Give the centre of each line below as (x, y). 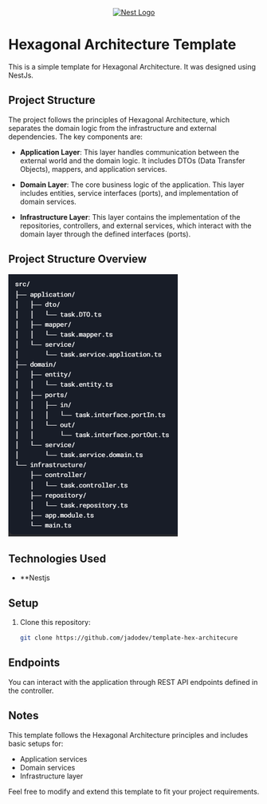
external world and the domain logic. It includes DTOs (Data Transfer (132, 161)
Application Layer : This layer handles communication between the (130, 152)
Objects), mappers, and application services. (93, 169)
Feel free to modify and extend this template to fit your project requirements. (134, 791)
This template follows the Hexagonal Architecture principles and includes (128, 734)
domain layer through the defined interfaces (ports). (105, 234)
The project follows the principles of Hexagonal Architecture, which (119, 119)
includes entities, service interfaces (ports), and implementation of (129, 193)
